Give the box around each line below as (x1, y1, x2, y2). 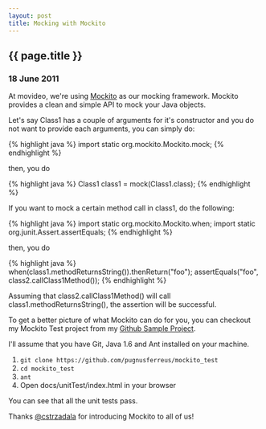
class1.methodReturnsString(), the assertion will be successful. (8, 300, 217, 309)
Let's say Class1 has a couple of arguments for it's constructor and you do (8, 116, 255, 125)
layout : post (8, 11, 52, 20)
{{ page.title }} (8, 49, 83, 63)
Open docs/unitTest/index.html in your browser (19, 381, 177, 390)
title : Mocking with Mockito (8, 19, 106, 27)
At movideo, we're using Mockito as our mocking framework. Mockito (8, 92, 239, 101)
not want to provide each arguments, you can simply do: (8, 124, 195, 133)
